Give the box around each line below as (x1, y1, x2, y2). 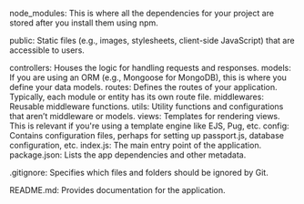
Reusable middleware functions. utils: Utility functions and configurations (9, 101, 284, 112)
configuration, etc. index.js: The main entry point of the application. (9, 140, 262, 150)
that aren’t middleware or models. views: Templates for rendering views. (9, 111, 280, 121)
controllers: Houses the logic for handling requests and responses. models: (9, 63, 291, 73)
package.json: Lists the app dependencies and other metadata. (9, 149, 247, 160)
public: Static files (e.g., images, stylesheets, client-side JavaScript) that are (9, 36, 295, 46)
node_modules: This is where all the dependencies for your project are (9, 8, 275, 18)
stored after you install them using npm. (9, 17, 159, 28)
